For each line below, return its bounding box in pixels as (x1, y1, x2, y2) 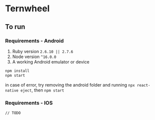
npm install (5, 68, 30, 73)
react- (137, 83, 151, 88)
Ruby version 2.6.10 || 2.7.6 (12, 48, 73, 54)
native (5, 88, 19, 93)
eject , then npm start (20, 87, 64, 93)
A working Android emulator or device (12, 59, 90, 64)
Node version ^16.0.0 (12, 54, 57, 60)
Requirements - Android (5, 37, 64, 44)
